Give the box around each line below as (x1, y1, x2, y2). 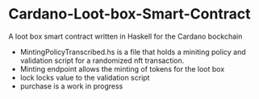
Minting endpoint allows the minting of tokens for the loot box (19, 64, 225, 73)
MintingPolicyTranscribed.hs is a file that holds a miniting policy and (19, 47, 246, 56)
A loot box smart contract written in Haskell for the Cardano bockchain (8, 31, 243, 41)
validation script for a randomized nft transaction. (19, 56, 185, 65)
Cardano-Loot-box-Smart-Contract (8, 5, 251, 23)
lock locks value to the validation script (19, 72, 150, 82)
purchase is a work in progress (19, 81, 123, 91)
